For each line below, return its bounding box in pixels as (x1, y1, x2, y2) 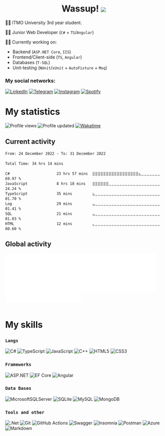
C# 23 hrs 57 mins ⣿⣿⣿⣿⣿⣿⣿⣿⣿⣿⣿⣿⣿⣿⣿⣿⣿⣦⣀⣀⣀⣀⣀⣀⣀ (5, 171, 161, 176)
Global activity (5, 240, 51, 249)
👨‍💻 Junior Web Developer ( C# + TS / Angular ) (5, 29, 94, 35)
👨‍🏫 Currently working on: (5, 39, 57, 45)
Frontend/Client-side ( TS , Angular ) (12, 54, 82, 60)
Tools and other (5, 409, 45, 415)
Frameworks (5, 362, 31, 367)
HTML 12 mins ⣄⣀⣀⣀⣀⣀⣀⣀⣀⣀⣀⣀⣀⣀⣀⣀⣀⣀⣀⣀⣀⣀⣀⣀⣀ (5, 221, 161, 226)
